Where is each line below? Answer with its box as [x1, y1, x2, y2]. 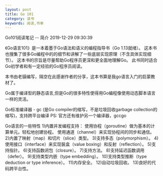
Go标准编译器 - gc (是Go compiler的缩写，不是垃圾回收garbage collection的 [5, 107, 158, 113]
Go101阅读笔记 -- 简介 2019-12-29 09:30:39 [5, 35, 93, 40]
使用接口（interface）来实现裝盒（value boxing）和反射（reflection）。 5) [5, 141, 152, 147]
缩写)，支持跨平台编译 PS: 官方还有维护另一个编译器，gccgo [5, 113, 127, 118]
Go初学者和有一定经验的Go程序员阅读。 [5, 63, 85, 69]
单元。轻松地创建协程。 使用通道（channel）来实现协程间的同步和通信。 [9, 129, 155, 135]
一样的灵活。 [5, 96, 31, 102]
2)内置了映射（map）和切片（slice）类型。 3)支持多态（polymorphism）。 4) [5, 135, 159, 141]
